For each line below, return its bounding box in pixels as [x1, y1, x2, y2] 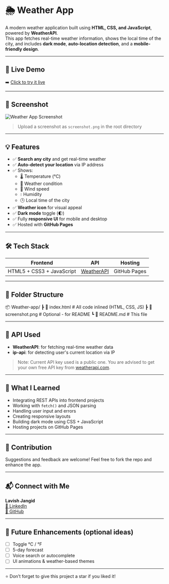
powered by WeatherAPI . [5, 30, 58, 36]
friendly [5, 46, 23, 52]
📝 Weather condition [20, 180, 63, 187]
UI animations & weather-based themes [12, 558, 95, 564]
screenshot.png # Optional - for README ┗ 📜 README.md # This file [5, 311, 147, 317]
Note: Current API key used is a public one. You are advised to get [17, 359, 155, 365]
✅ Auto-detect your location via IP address [12, 162, 104, 168]
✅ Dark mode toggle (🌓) [12, 210, 64, 216]
